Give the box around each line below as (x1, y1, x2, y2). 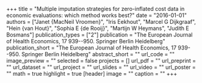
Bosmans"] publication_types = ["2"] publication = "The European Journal (6, 31, 193, 38)
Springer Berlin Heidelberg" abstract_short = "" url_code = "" (21, 51, 175, 57)
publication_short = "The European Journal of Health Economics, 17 (6, 44, 177, 51)
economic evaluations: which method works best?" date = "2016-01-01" (6, 12, 187, 19)
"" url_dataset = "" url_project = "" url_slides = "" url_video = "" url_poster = (6, 63, 197, 71)
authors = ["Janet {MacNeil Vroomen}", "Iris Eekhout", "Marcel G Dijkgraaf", (6, 18, 197, 25)
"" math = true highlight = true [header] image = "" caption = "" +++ (6, 70, 178, 77)
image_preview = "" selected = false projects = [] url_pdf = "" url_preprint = (6, 57, 197, 64)
